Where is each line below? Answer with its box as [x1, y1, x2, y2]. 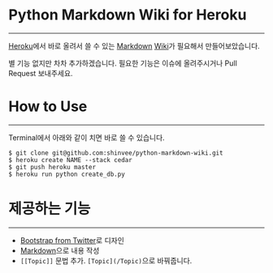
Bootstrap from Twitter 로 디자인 [19, 235, 124, 245]
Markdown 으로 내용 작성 [19, 245, 100, 255]
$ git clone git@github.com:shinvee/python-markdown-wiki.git [8, 148, 223, 157]
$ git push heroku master [8, 163, 96, 171]
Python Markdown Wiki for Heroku [8, 6, 247, 24]
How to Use [8, 97, 88, 116]
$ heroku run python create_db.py [8, 170, 126, 178]
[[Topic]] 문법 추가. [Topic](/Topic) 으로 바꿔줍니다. [19, 255, 193, 265]
